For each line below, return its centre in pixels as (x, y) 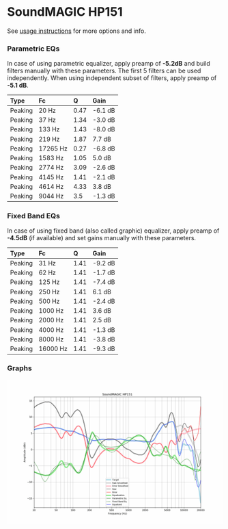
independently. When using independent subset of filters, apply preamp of (112, 78)
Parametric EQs (33, 49)
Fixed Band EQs (33, 216)
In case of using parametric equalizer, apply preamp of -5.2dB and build (109, 64)
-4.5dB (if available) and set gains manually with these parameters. (102, 238)
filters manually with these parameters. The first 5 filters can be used (104, 71)
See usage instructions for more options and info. (77, 31)
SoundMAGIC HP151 (65, 12)
